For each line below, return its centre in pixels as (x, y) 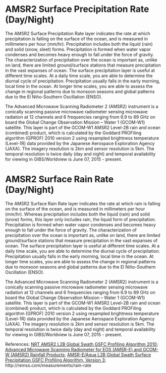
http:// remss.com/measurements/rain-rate (48, 365)
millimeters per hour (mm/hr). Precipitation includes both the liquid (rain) (79, 44)
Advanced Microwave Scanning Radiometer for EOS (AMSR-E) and (74, 349)
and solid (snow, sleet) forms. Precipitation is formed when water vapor (78, 49)
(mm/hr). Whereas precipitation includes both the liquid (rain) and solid (78, 214)
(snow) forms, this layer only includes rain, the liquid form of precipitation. (81, 219)
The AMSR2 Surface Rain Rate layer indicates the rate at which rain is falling (83, 203)
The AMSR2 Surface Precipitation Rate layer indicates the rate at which (78, 33)
